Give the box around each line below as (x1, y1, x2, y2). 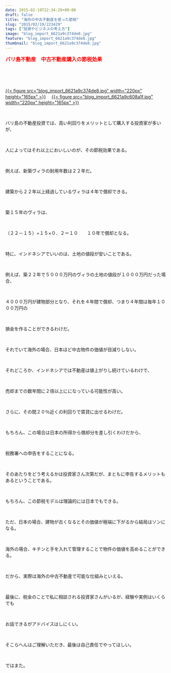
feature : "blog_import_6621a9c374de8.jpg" (5, 36, 97, 41)
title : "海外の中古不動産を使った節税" (5, 17, 79, 22)
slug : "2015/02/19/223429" (5, 21, 63, 27)
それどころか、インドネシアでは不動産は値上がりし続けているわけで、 (5, 367, 152, 373)
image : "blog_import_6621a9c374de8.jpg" (5, 31, 93, 36)
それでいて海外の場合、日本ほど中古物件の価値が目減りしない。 (5, 346, 139, 352)
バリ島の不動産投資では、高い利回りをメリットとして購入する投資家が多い (5, 119, 161, 126)
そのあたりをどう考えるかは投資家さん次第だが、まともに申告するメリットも (5, 471, 165, 477)
